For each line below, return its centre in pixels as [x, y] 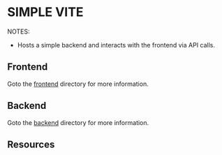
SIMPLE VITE [45, 12]
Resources [31, 144]
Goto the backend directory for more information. [78, 122]
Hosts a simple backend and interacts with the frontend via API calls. [116, 45]
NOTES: [18, 31]
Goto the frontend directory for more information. [78, 84]
